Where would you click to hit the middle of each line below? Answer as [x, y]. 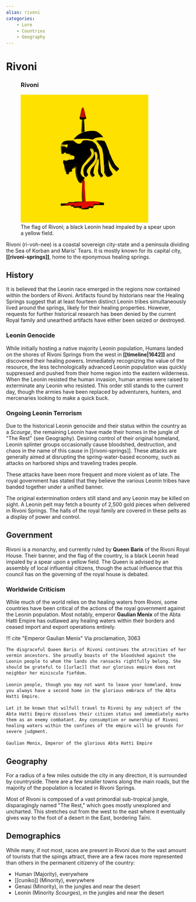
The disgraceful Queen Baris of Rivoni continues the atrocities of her [96, 650]
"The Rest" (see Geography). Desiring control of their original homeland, [93, 438]
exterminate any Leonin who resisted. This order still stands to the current [95, 385]
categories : [20, 18]
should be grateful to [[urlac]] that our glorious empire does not [91, 667]
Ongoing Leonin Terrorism [44, 413]
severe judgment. [27, 732]
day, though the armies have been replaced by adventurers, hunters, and [94, 391]
